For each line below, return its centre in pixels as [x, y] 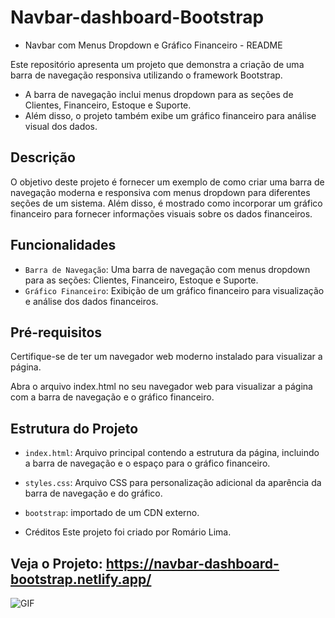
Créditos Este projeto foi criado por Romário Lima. [128, 532]
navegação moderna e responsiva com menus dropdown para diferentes [160, 192]
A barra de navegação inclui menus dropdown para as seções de [159, 94]
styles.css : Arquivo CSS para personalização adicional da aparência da [173, 483]
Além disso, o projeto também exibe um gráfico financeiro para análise [170, 115]
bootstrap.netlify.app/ [81, 579]
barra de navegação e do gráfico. [93, 493]
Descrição [43, 157]
